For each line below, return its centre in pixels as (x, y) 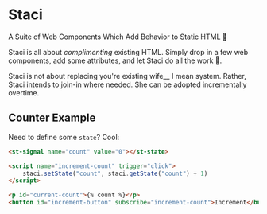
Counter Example (52, 118)
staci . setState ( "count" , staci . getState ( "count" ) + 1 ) (115, 173)
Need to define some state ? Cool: (64, 137)
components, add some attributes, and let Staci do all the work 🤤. (115, 60)
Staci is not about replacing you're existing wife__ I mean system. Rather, (127, 76)
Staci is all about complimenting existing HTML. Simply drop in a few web (128, 52)
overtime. (24, 92)
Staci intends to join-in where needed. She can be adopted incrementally (128, 84)
